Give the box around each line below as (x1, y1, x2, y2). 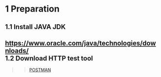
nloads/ (5, 46, 29, 55)
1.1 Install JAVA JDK (5, 23, 66, 31)
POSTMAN (29, 67, 51, 73)
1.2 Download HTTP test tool (5, 54, 93, 62)
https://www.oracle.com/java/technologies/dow (5, 39, 156, 47)
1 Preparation (5, 3, 60, 15)
